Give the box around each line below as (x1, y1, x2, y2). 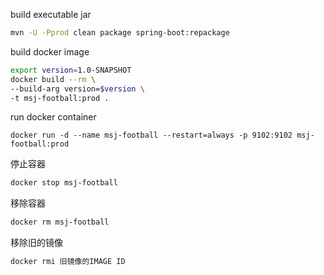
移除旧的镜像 (10, 237, 63, 249)
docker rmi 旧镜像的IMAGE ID (10, 257, 126, 267)
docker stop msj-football (10, 178, 118, 188)
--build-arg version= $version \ (10, 84, 145, 94)
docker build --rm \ (10, 74, 97, 84)
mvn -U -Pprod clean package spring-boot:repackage (10, 28, 230, 38)
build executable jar (10, 9, 92, 20)
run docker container (10, 111, 97, 123)
